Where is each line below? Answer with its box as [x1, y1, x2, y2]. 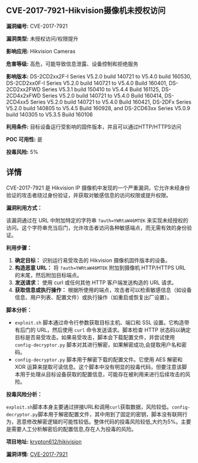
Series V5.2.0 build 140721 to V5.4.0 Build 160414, [42, 92, 163, 99]
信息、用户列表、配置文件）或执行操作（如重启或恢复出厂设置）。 [14, 294, 173, 301]
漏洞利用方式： [6, 204, 42, 211]
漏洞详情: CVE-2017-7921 [6, 451, 68, 458]
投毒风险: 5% [6, 148, 38, 155]
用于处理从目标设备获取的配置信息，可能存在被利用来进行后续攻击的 [19, 371, 186, 378]
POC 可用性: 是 [6, 136, 43, 143]
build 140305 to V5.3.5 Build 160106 [6, 111, 93, 118]
